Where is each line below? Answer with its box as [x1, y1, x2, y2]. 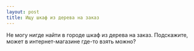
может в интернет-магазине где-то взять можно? [6, 38, 136, 45]
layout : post [6, 8, 40, 15]
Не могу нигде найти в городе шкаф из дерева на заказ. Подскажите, [6, 31, 189, 38]
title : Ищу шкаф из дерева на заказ [6, 15, 99, 21]
